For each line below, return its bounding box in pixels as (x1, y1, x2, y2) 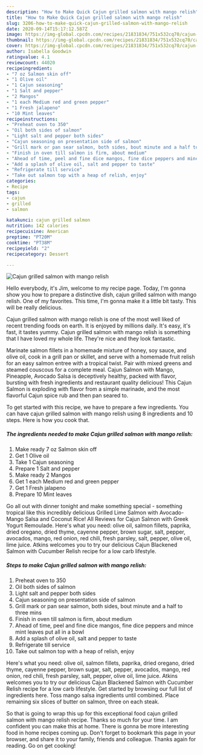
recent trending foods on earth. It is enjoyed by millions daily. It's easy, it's (6, 322, 191, 329)
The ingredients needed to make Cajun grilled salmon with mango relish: (6, 430, 193, 437)
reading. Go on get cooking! (6, 742, 76, 750)
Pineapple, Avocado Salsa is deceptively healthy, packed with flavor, (6, 372, 177, 380)
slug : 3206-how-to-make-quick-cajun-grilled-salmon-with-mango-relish (6, 20, 188, 26)
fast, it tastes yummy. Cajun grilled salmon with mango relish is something (6, 329, 191, 336)
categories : (6, 178, 36, 184)
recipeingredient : (6, 65, 53, 72)
